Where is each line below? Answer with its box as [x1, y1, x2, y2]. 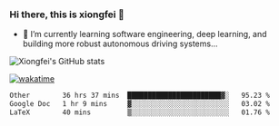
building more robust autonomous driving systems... [22, 38, 218, 49]
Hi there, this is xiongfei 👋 [9, 8, 125, 21]
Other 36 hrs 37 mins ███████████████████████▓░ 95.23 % [9, 91, 271, 101]
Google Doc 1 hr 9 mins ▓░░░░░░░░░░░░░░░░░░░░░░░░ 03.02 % [9, 100, 271, 109]
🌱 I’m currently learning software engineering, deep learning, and [22, 29, 267, 40]
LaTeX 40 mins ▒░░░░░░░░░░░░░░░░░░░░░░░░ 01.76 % [9, 108, 271, 117]
